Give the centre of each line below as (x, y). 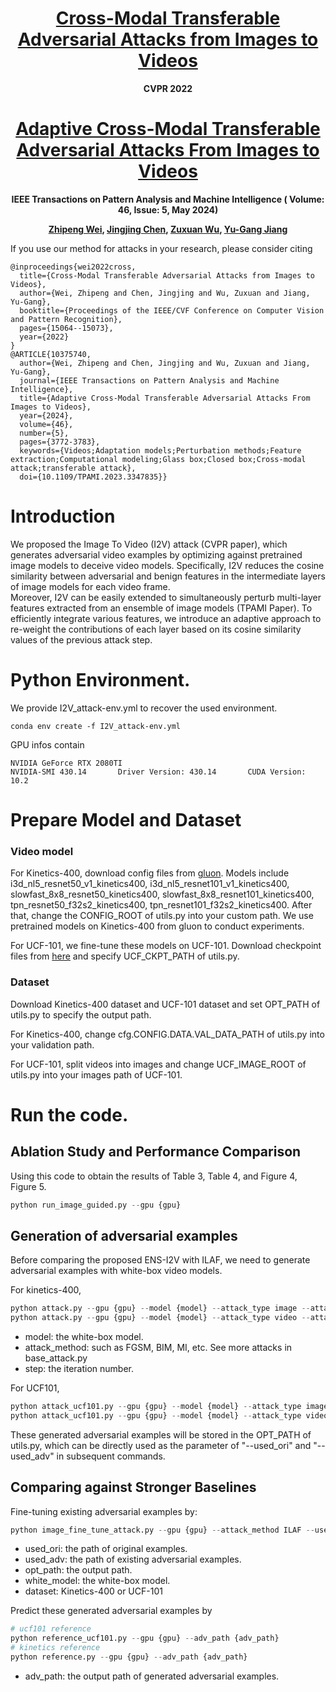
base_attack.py (56, 1358)
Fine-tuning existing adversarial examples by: (104, 1511)
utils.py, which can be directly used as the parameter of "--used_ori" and (161, 1445)
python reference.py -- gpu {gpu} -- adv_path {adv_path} (129, 1657)
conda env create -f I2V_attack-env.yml (96, 726)
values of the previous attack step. (81, 639)
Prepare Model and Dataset (126, 819)
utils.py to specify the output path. (81, 1014)
